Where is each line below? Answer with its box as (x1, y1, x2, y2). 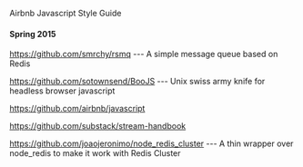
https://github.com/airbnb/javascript (9, 103, 146, 114)
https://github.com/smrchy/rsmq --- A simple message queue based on (9, 49, 278, 60)
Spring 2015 (9, 28, 56, 39)
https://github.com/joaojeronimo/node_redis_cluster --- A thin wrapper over (9, 138, 294, 149)
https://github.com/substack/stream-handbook (9, 121, 187, 132)
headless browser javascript (9, 85, 116, 96)
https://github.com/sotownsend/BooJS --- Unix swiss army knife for (9, 76, 266, 87)
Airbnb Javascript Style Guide (9, 8, 122, 18)
